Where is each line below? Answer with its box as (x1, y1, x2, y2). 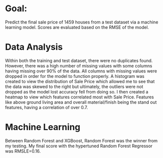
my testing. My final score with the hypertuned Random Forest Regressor (5, 143, 153, 149)
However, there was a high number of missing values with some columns (5, 63, 153, 68)
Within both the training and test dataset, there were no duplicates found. (5, 57, 153, 64)
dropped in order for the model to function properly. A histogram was (5, 73, 144, 79)
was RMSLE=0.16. (5, 148, 41, 154)
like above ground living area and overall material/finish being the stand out (5, 99, 157, 105)
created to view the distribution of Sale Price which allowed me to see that (5, 78, 155, 84)
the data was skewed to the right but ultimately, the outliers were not (5, 84, 143, 90)
